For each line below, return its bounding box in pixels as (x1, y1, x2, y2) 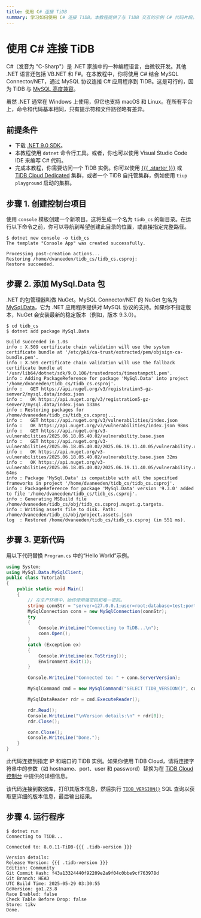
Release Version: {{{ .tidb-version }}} (6, 859, 109, 866)
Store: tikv (6, 901, 36, 908)
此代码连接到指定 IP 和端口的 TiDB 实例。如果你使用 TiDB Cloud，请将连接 (6, 757, 190, 765)
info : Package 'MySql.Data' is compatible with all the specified (6, 475, 178, 481)
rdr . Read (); (28, 707, 58, 713)
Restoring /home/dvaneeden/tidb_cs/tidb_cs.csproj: (6, 256, 138, 262)
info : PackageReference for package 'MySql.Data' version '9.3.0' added (6, 485, 194, 491)
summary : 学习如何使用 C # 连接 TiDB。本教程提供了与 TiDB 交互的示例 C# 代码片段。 (6, 14, 197, 20)
